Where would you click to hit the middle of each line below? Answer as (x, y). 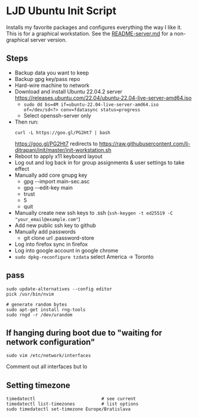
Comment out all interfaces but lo (47, 367)
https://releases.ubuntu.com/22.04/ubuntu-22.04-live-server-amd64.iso (103, 98)
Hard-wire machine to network (52, 85)
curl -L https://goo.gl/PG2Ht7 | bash (62, 132)
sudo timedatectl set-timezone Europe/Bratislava (69, 409)
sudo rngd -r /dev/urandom (39, 315)
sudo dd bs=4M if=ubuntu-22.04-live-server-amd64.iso (91, 105)
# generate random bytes (37, 304)
